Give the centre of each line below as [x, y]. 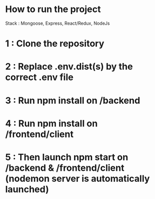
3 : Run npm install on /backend [73, 101]
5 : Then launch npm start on [67, 157]
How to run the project [53, 9]
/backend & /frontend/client [65, 168]
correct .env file [39, 77]
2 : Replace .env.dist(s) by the [69, 67]
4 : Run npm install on [51, 123]
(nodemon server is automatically [77, 179]
